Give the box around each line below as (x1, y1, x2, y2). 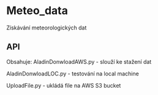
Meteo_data (6, 4, 69, 18)
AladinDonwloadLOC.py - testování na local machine (6, 70, 139, 77)
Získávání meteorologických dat (6, 24, 87, 31)
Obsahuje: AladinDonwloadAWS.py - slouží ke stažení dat (6, 58, 152, 65)
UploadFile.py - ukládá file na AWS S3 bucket (6, 82, 121, 89)
